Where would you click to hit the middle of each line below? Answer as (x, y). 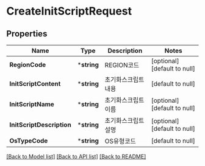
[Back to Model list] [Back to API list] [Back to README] (76, 157)
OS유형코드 (120, 141)
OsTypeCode (29, 141)
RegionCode (28, 65)
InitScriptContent (35, 84)
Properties (27, 34)
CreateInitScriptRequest (69, 11)
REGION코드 (122, 65)
